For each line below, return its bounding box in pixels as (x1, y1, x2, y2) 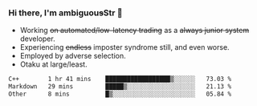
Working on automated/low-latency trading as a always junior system (19, 26, 250, 35)
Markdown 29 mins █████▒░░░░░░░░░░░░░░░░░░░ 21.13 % (8, 83, 231, 91)
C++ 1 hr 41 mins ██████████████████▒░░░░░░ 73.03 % (8, 75, 231, 84)
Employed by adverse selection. (19, 51, 126, 61)
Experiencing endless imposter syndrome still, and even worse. (19, 43, 230, 52)
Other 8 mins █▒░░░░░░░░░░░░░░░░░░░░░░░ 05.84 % (8, 90, 231, 99)
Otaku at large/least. (19, 59, 88, 69)
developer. (19, 34, 55, 43)
